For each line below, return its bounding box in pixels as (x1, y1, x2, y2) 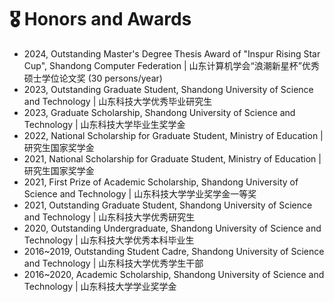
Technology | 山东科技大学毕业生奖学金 (23, 118, 186, 130)
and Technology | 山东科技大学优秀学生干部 (23, 257, 204, 269)
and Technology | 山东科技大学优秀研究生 (23, 211, 196, 223)
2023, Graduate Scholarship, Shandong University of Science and (23, 106, 296, 118)
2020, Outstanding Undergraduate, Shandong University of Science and (23, 222, 322, 234)
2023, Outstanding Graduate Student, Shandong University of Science (23, 83, 314, 95)
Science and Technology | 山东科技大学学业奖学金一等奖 (23, 187, 257, 200)
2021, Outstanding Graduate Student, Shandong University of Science (23, 199, 313, 211)
